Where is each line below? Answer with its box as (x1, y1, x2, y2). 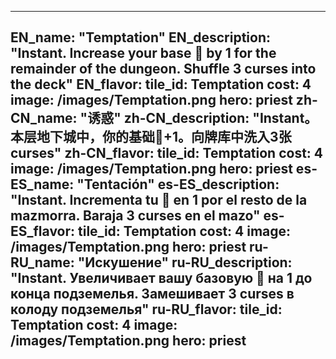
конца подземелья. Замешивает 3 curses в (10, 286, 295, 303)
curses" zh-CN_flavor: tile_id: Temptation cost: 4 (10, 145, 324, 162)
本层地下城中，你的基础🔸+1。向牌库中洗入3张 (10, 129, 292, 146)
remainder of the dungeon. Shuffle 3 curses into (10, 61, 317, 78)
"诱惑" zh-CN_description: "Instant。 (79, 110, 318, 127)
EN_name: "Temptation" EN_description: (10, 29, 272, 46)
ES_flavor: (10, 223, 76, 240)
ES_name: (10, 176, 75, 193)
